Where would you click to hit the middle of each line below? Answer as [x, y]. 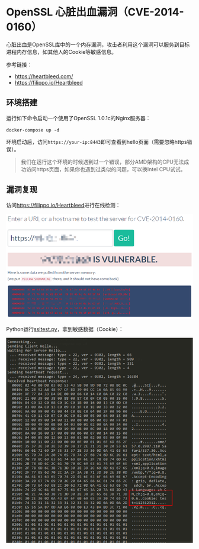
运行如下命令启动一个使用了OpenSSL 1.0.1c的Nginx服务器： [78, 118]
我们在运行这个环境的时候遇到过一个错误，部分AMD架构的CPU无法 [102, 162]
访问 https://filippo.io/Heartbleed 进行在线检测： [63, 205]
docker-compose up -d [33, 130]
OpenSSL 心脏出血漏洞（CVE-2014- [95, 12]
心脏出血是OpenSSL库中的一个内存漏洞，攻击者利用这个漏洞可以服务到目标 [98, 44]
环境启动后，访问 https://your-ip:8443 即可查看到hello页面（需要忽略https [97, 142]
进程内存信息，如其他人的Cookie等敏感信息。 [62, 52]
